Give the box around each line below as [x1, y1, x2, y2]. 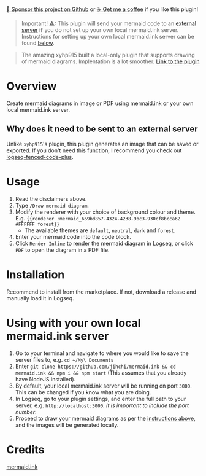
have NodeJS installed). [15, 375, 76, 383]
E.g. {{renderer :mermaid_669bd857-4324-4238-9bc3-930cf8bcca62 [15, 214, 181, 222]
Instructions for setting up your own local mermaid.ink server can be [21, 33, 195, 40]
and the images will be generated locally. [15, 421, 119, 429]
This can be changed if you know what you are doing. [15, 388, 151, 396]
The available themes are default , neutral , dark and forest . [24, 227, 176, 234]
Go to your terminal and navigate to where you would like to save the [15, 349, 189, 357]
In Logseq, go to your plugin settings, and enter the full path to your [15, 395, 186, 402]
